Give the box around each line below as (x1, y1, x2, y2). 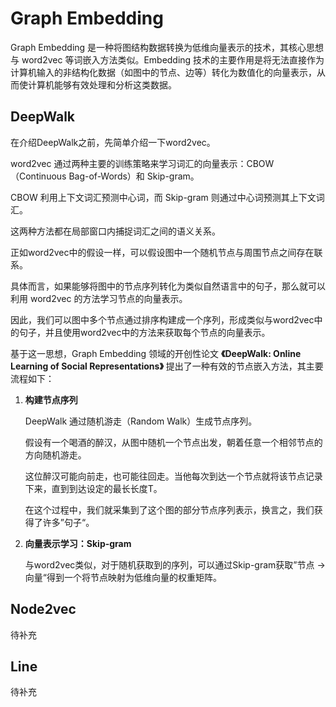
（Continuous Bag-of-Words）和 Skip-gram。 (10, 170, 200, 182)
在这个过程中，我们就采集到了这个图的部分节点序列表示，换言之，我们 (24, 503, 315, 516)
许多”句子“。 (42, 516, 95, 528)
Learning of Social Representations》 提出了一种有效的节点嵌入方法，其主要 (10, 360, 324, 372)
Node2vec (10, 601, 77, 618)
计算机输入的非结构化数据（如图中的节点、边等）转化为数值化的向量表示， (10, 66, 317, 78)
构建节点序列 (24, 393, 78, 406)
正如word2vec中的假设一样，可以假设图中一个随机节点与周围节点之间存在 (10, 246, 315, 258)
